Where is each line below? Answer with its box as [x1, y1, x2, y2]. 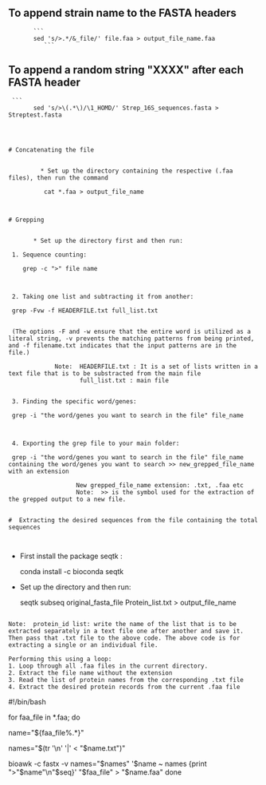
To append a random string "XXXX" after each [8, 63, 244, 77]
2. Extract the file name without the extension [8, 668, 173, 677]
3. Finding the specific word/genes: [11, 397, 137, 406]
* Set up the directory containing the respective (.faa [40, 167, 233, 175]
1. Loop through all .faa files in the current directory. [8, 662, 209, 670]
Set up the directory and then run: [19, 582, 131, 592]
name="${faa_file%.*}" [8, 728, 84, 737]
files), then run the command [8, 173, 109, 182]
